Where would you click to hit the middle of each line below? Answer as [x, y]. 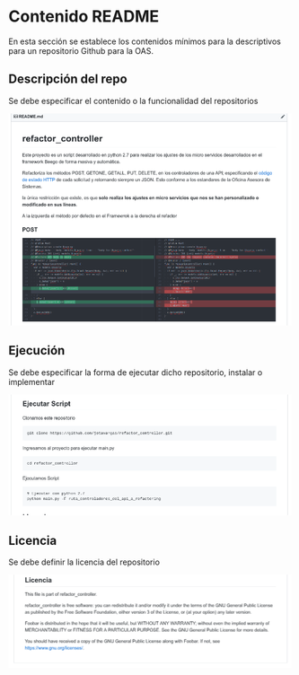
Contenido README [84, 17]
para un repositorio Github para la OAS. [81, 50]
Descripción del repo [68, 79]
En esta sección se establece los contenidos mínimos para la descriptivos [145, 41]
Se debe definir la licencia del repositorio [84, 562]
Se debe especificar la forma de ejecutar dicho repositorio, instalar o [136, 372]
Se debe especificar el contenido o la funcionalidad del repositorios [133, 101]
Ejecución [37, 351]
